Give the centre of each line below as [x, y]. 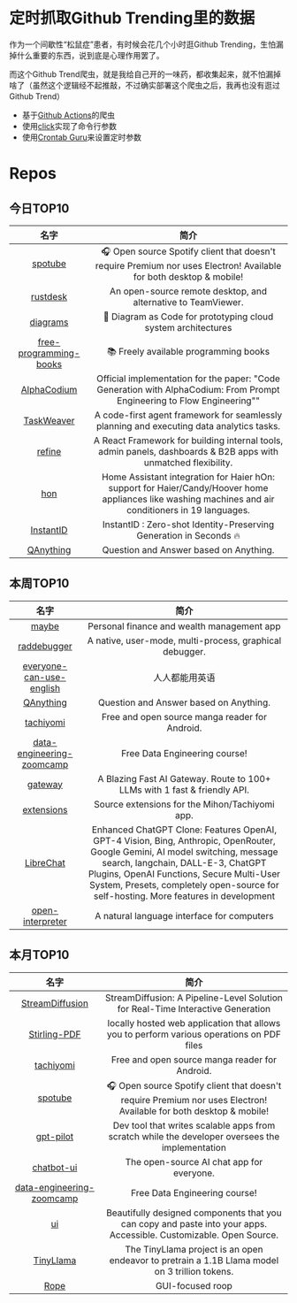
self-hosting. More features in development [184, 896]
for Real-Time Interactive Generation [194, 1008]
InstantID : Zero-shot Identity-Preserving [188, 525]
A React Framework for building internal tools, [188, 441]
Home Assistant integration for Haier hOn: [188, 477]
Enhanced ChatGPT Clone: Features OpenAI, [184, 830]
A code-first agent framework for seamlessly [188, 415]
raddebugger [45, 646]
